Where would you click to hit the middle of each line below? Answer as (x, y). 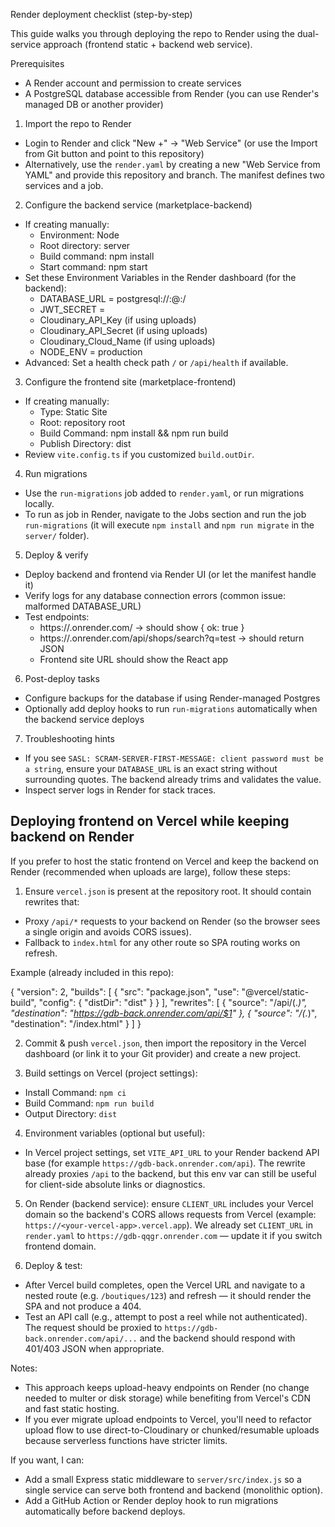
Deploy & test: (53, 1265)
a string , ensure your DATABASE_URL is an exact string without (151, 768)
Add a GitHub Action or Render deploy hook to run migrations (151, 1500)
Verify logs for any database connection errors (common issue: (155, 595)
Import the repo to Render (78, 123)
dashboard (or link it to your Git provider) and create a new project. (163, 1053)
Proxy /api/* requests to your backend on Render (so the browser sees (172, 921)
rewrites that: (52, 901)
